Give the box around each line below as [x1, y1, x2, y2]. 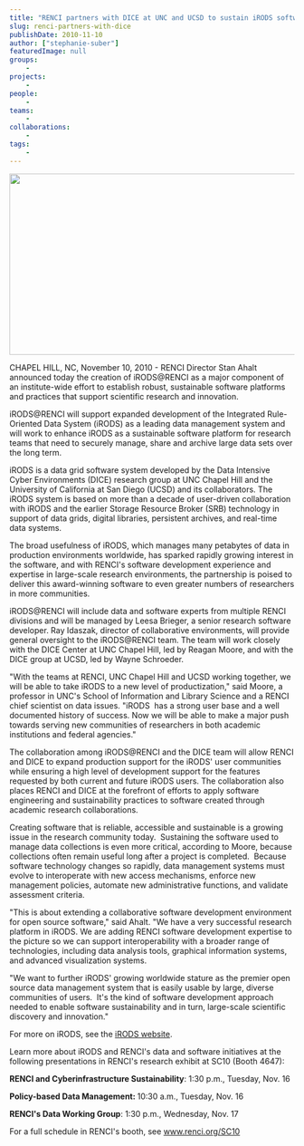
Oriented [9, 418, 43, 429]
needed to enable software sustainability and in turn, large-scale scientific [9, 1001, 287, 1012]
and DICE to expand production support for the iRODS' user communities [9, 756, 282, 766]
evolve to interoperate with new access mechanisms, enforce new [9, 870, 256, 881]
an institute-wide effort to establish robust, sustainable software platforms [9, 381, 286, 392]
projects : [9, 72, 47, 82]
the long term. [9, 447, 62, 457]
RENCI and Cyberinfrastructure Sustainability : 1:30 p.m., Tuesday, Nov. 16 [9, 1073, 291, 1083]
